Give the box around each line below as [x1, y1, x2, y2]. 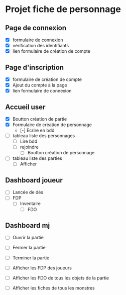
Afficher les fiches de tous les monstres [12, 285, 95, 291]
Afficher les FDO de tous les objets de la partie [12, 275, 109, 281]
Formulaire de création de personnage [12, 122, 92, 128]
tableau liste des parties [12, 155, 62, 161]
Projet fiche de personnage [5, 4, 121, 15]
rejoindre [20, 144, 39, 150]
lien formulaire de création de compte [12, 48, 90, 54]
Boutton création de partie [12, 116, 67, 122]
